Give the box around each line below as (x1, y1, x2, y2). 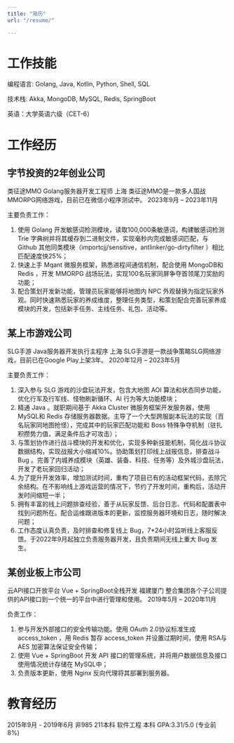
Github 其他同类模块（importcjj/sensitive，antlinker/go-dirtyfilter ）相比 (17, 243, 224, 251)
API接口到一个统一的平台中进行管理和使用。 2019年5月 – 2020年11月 (19, 595, 217, 604)
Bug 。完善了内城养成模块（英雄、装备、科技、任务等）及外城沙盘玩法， (17, 456, 228, 464)
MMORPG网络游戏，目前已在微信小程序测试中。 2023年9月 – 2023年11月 (7, 196, 219, 204)
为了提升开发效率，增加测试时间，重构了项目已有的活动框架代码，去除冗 (17, 473, 226, 482)
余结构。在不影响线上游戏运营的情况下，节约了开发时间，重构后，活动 (17, 482, 221, 491)
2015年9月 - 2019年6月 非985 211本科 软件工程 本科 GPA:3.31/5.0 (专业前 (7, 721, 216, 729)
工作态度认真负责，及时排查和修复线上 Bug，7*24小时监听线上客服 (17, 526, 212, 534)
